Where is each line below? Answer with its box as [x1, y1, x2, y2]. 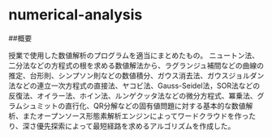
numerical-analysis [8, 6, 143, 24]
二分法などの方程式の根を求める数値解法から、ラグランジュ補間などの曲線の [8, 61, 265, 70]
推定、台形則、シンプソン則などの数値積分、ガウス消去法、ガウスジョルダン [8, 70, 265, 80]
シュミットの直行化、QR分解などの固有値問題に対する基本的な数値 [22, 101, 246, 111]
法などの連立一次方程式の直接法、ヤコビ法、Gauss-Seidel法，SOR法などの [8, 81, 261, 90]
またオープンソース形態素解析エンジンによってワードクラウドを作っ [22, 111, 249, 120]
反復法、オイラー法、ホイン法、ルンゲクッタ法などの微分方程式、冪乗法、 [8, 90, 257, 100]
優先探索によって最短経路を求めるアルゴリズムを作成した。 [36, 121, 235, 131]
